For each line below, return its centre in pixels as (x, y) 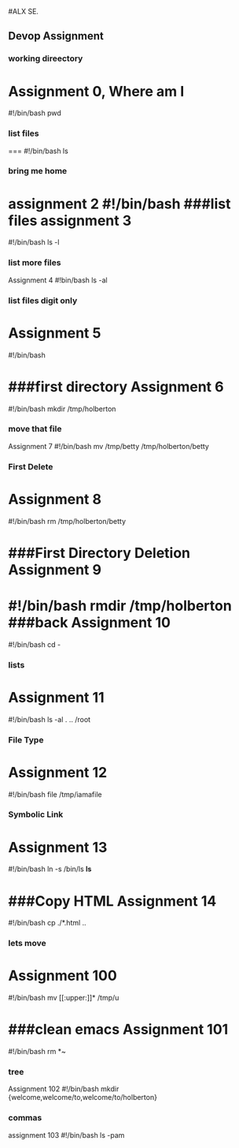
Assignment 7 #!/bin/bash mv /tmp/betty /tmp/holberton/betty (109, 446)
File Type (26, 739)
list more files (35, 263)
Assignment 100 (63, 976)
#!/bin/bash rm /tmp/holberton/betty (67, 521)
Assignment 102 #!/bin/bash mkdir (64, 1089)
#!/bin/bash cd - (35, 644)
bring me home (38, 171)
